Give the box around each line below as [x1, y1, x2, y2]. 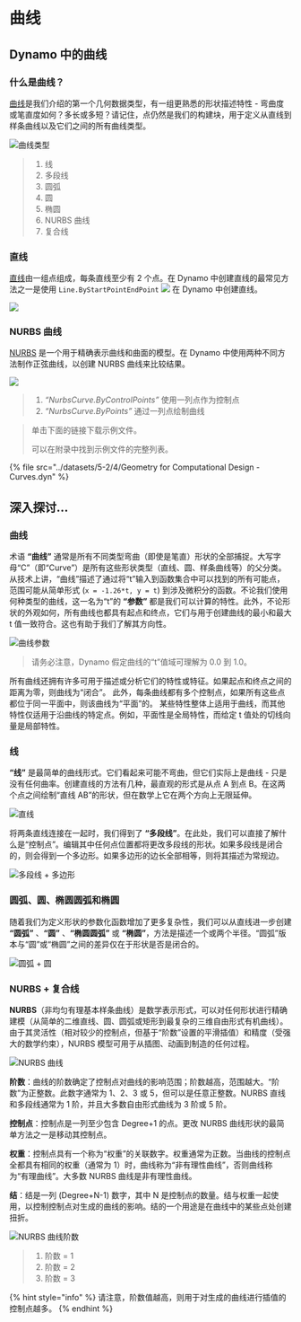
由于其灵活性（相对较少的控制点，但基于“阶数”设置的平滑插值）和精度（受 [9, 1027, 284, 1038]
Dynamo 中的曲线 [9, 47, 107, 62]
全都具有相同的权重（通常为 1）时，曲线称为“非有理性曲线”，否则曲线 [9, 1159, 265, 1170]
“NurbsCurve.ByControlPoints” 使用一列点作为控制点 [44, 394, 240, 405]
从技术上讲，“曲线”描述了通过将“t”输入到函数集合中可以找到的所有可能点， [9, 574, 285, 585]
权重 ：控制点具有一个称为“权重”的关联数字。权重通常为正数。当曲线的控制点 [9, 1149, 291, 1159]
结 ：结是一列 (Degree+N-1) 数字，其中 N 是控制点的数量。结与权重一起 [9, 1190, 271, 1201]
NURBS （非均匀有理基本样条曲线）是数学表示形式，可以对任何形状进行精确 [9, 1005, 288, 1016]
